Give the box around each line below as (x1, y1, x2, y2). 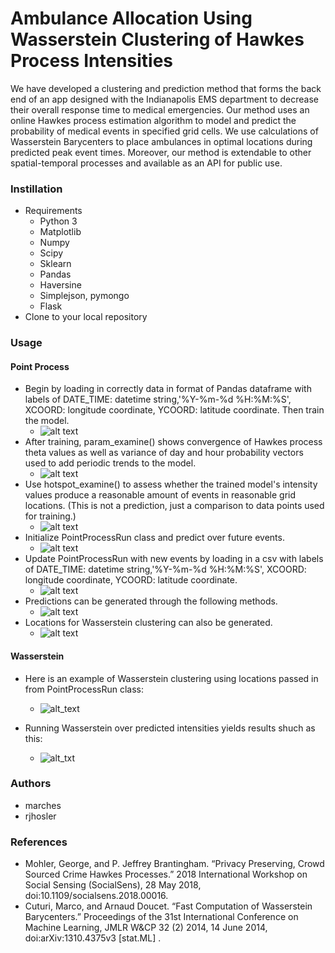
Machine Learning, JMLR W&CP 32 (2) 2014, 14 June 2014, (24, 922, 268, 934)
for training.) (24, 510, 77, 522)
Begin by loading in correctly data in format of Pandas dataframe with (24, 383, 312, 395)
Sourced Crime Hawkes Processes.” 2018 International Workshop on (24, 868, 308, 881)
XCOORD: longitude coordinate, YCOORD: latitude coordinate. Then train (24, 404, 325, 416)
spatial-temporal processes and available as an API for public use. (10, 157, 283, 169)
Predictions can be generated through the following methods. (24, 595, 278, 607)
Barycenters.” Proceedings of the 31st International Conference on (24, 911, 299, 923)
